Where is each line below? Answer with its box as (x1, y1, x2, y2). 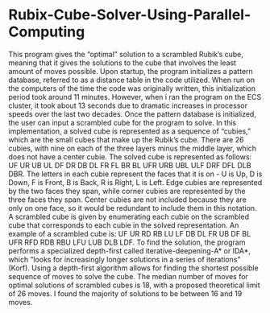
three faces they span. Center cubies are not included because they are (8, 195, 247, 204)
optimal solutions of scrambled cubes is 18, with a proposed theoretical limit (8, 280, 260, 290)
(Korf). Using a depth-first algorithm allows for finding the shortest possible (8, 263, 260, 273)
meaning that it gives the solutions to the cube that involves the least (8, 58, 236, 68)
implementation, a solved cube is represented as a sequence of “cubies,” (8, 126, 251, 136)
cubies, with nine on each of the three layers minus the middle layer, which (8, 143, 256, 153)
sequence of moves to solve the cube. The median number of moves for (8, 271, 248, 281)
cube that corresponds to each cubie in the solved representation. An (8, 220, 239, 230)
